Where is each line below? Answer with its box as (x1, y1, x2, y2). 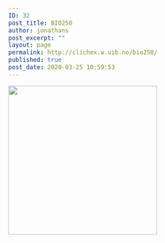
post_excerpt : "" (8, 33, 66, 42)
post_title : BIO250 (8, 19, 73, 27)
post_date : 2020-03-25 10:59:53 (8, 64, 115, 71)
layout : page (8, 41, 52, 49)
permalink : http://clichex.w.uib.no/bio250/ (8, 48, 158, 56)
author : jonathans (8, 26, 69, 34)
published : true (8, 56, 62, 64)
